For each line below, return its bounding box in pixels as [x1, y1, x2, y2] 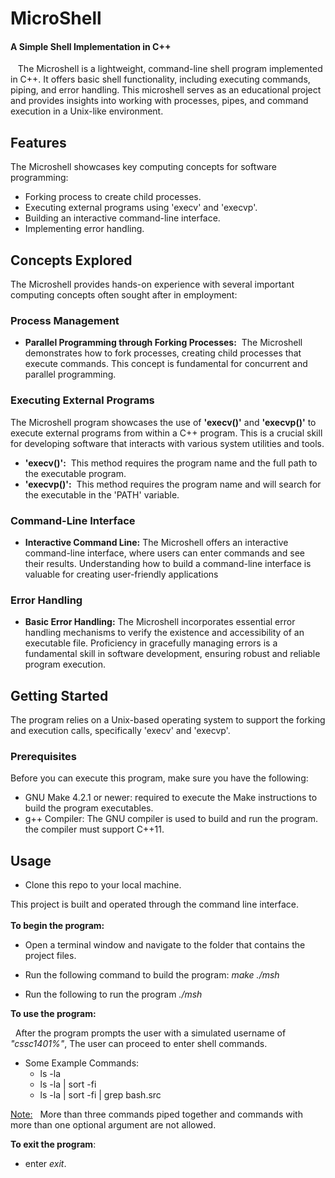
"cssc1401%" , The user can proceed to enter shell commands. [10, 1038, 268, 1050]
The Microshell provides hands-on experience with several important [10, 278, 295, 291]
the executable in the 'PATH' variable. [24, 488, 180, 501]
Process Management [10, 313, 120, 327]
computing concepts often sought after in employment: [10, 289, 238, 301]
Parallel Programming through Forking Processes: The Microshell [24, 337, 303, 349]
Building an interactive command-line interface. [24, 212, 221, 224]
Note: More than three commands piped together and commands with [10, 1108, 303, 1121]
